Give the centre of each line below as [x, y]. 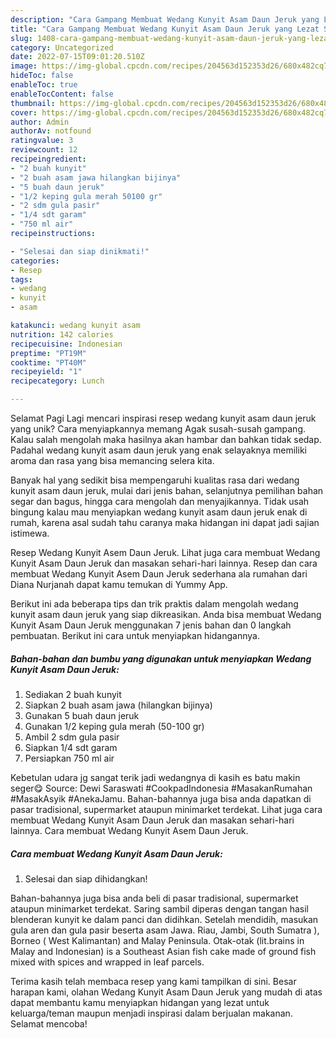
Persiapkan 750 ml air [69, 758]
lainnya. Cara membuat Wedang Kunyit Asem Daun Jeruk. [129, 830]
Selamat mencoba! [49, 1023]
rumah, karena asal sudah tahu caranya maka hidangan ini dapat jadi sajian [165, 522]
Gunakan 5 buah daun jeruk [82, 715]
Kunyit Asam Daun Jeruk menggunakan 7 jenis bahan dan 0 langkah [151, 625]
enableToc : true [44, 85]
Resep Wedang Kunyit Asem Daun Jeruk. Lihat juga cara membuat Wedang [165, 552]
